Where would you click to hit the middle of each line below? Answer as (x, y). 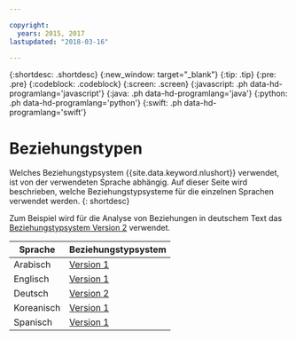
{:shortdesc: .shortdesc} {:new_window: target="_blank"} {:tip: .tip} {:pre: (143, 75)
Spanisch (33, 322)
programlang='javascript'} (57, 93)
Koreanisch (37, 308)
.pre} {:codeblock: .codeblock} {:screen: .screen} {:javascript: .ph (129, 84)
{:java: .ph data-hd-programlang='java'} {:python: (197, 93)
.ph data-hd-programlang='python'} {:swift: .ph (96, 103)
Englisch (31, 279)
